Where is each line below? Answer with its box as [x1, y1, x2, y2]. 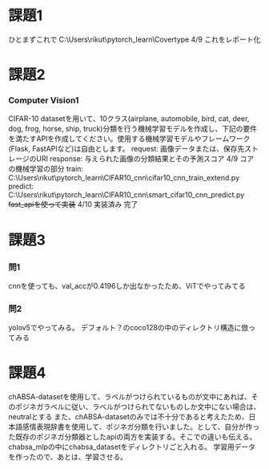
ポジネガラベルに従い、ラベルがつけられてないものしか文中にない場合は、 [14, 402, 261, 412]
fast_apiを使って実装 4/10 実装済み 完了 [8, 200, 139, 209]
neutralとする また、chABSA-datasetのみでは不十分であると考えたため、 [8, 412, 249, 422]
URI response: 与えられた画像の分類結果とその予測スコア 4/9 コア [35, 154, 255, 164]
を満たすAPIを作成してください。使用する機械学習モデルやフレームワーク [8, 134, 251, 144]
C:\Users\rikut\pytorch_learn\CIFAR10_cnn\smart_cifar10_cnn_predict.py [8, 190, 245, 200]
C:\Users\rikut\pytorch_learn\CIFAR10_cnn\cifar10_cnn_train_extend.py [8, 173, 240, 183]
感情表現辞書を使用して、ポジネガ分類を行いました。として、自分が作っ [22, 422, 260, 432]
